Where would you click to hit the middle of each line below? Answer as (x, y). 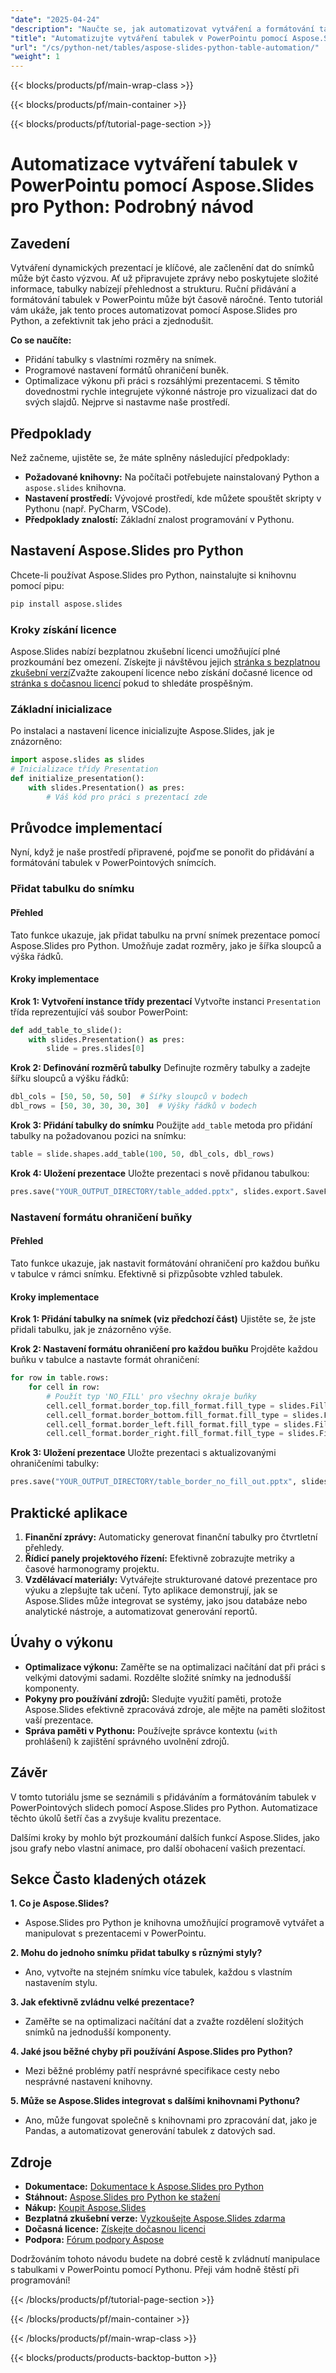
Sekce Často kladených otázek (108, 1879)
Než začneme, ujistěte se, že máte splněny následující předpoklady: (150, 457)
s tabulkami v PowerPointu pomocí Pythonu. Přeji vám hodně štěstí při (155, 2270)
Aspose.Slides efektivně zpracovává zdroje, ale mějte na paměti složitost (175, 1709)
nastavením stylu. (61, 1983)
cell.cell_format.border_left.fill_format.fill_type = (163, 1424)
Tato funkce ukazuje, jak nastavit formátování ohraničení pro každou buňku (165, 1263)
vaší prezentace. (59, 1720)
